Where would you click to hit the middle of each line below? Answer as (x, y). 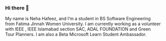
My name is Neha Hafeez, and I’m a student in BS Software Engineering (78, 19)
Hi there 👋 (17, 8)
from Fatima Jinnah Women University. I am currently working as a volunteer (83, 24)
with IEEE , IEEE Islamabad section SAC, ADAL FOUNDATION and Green (78, 29)
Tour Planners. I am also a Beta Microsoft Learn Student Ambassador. (76, 35)
